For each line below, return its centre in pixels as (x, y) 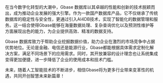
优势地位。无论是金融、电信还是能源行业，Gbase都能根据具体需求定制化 (77, 48)
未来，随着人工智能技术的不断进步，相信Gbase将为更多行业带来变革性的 (77, 70)
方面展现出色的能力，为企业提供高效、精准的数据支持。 (60, 31)
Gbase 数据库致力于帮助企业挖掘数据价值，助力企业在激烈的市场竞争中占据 (80, 41)
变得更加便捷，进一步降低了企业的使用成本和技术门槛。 (60, 60)
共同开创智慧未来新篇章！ (39, 76)
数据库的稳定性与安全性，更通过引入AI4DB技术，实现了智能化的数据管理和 (79, 19)
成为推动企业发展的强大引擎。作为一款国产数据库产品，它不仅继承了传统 (86, 13)
